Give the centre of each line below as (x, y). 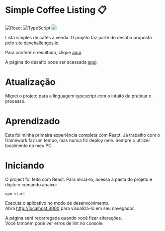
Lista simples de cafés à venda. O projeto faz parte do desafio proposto (79, 37)
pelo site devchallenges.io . (33, 43)
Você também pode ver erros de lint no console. (55, 223)
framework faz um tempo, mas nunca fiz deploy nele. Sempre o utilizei (78, 140)
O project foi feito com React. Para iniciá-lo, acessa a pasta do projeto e (79, 179)
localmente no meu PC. (29, 146)
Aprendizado (33, 121)
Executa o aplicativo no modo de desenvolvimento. (57, 203)
